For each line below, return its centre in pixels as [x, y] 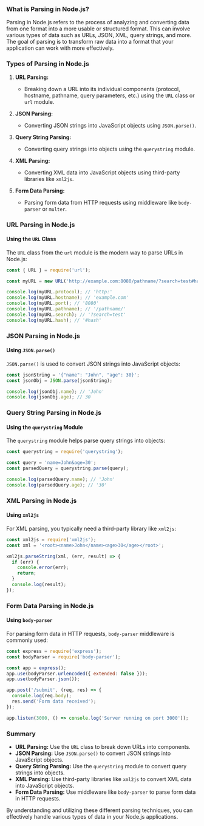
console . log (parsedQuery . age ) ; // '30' [57, 485]
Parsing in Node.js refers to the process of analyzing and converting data [98, 22]
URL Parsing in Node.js [41, 225]
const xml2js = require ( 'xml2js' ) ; [51, 539]
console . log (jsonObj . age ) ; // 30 [49, 397]
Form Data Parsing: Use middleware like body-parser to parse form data [105, 792]
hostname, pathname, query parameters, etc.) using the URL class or [109, 95]
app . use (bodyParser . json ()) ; [43, 679]
